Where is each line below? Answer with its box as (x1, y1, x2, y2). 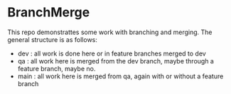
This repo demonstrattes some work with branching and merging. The (7, 28, 213, 36)
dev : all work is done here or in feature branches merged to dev (17, 49, 206, 58)
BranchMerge (7, 4, 90, 21)
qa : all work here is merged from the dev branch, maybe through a (17, 56, 215, 65)
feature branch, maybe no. (17, 64, 96, 73)
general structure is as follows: (7, 35, 98, 43)
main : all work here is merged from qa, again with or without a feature (17, 72, 224, 80)
